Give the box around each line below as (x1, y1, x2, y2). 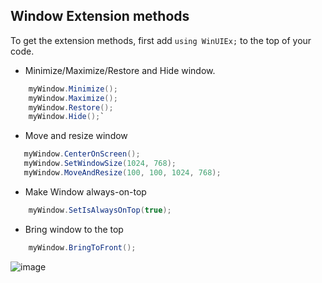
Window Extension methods (10, 8, 190, 25)
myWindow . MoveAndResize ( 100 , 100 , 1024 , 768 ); (23, 168, 222, 178)
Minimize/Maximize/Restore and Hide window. (24, 64, 216, 76)
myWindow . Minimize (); (28, 84, 118, 94)
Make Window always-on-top (24, 185, 147, 198)
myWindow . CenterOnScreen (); (23, 149, 141, 159)
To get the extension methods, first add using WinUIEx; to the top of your (10, 34, 312, 46)
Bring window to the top (24, 223, 124, 235)
